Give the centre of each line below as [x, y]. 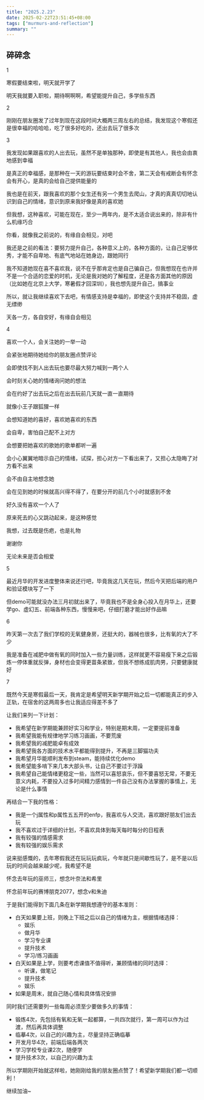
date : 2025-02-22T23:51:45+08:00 [49, 18]
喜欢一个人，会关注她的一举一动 [46, 342]
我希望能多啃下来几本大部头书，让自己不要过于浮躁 [79, 766]
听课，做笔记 [40, 971]
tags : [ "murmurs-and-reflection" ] [50, 23]
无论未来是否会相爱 [30, 556]
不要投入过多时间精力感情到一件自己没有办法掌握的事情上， [116, 781]
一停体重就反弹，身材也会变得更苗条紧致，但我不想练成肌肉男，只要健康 [102, 662]
